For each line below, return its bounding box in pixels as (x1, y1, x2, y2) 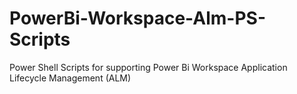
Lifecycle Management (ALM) (9, 72, 132, 84)
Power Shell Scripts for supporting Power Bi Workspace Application (9, 61, 288, 73)
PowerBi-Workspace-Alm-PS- (9, 7, 266, 30)
